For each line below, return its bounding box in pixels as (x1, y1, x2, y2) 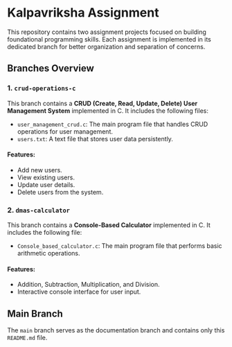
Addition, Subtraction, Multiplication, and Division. (17, 281, 161, 289)
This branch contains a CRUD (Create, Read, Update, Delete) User (7, 99, 198, 107)
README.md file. (7, 334, 48, 342)
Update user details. (17, 180, 75, 188)
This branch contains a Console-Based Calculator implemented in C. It (7, 221, 211, 229)
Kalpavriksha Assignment (7, 5, 159, 21)
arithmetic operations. (17, 249, 80, 258)
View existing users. (17, 173, 75, 181)
